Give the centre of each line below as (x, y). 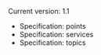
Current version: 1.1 (39, 11)
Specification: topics (52, 43)
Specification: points (52, 26)
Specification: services (56, 34)
